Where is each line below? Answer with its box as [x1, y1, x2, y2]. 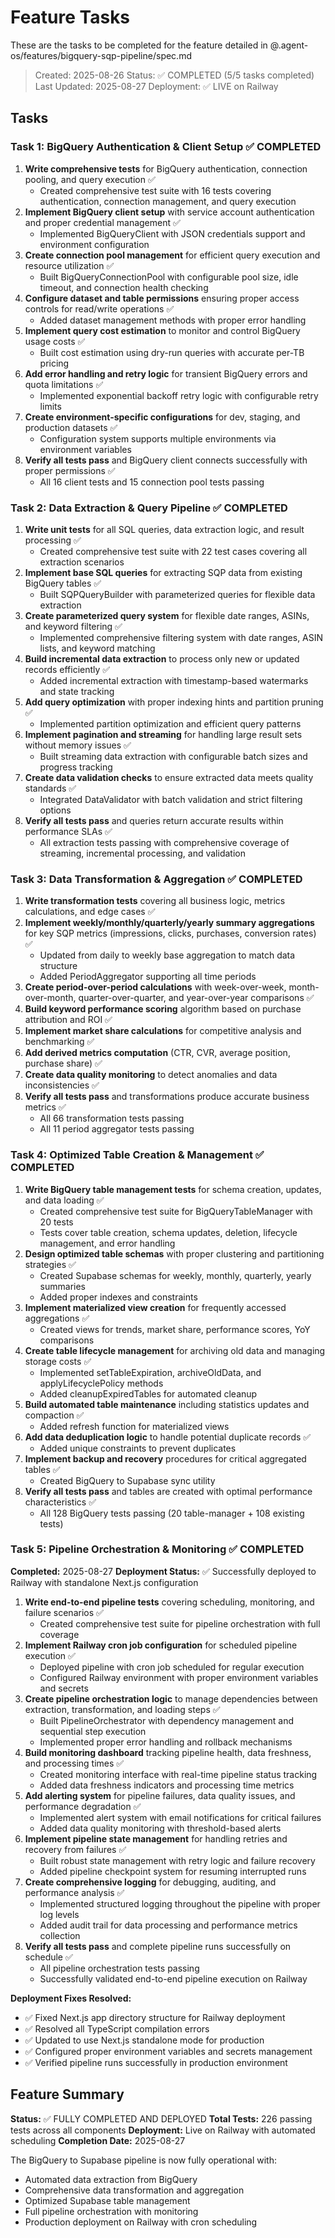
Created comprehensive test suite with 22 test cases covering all [39, 545, 308, 557]
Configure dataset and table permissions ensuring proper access [24, 292, 300, 304]
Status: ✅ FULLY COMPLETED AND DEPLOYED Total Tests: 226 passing [10, 2112, 313, 2125]
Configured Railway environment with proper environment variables [39, 1671, 319, 1683]
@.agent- [269, 39, 309, 51]
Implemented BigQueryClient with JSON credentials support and [39, 227, 306, 240]
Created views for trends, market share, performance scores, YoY [39, 1323, 311, 1335]
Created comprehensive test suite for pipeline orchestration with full [39, 1617, 321, 1630]
